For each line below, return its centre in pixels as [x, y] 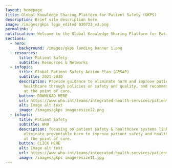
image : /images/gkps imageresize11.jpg [61, 158]
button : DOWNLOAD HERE [43, 96]
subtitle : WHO [34, 124]
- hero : [18, 44]
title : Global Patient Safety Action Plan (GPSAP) [74, 72]
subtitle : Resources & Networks [53, 62]
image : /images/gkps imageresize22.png [61, 110]
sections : [16, 39]
